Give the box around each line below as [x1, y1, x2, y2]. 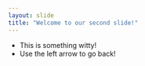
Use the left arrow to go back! [19, 49, 116, 58]
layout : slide [8, 11, 55, 20]
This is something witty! [19, 40, 96, 49]
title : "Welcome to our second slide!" [8, 19, 139, 27]
